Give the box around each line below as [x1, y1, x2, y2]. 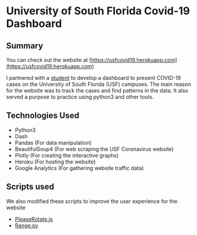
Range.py [14, 222, 39, 229]
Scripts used [6, 182, 55, 192]
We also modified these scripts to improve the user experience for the [6, 197, 177, 205]
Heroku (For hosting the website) [14, 158, 96, 165]
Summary [6, 41, 43, 51]
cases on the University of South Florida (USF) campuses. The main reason [6, 81, 192, 88]
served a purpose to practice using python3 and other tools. [6, 94, 154, 100]
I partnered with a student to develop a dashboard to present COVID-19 [6, 75, 182, 81]
